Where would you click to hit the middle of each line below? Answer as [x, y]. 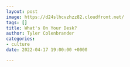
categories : [20, 39]
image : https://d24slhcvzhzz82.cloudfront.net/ [65, 17]
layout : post [22, 11]
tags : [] [17, 22]
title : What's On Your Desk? [42, 28]
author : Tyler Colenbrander [40, 33]
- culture [18, 45]
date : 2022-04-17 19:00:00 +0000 [47, 50]
